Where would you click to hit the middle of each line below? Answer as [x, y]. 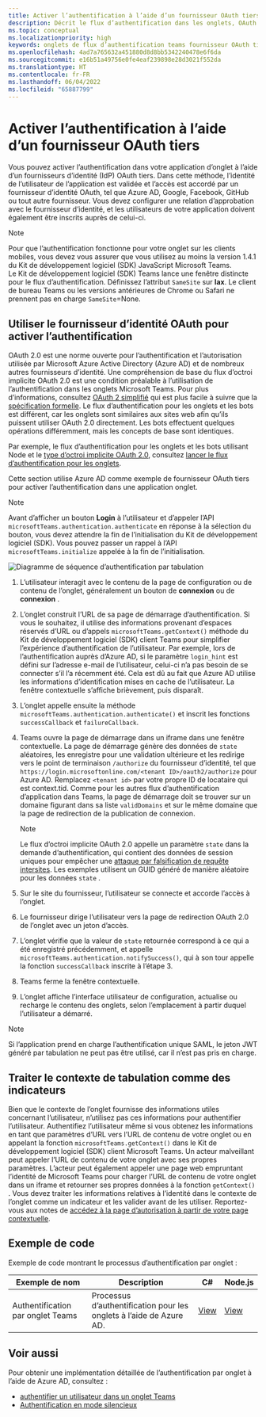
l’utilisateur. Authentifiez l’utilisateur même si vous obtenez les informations [131, 1125]
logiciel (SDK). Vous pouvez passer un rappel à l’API [93, 543]
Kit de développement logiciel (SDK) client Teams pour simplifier [125, 640]
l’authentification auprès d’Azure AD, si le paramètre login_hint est [129, 657]
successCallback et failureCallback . [79, 723]
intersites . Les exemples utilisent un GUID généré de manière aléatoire [134, 869]
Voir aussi [33, 1353]
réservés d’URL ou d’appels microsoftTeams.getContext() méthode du [134, 632]
